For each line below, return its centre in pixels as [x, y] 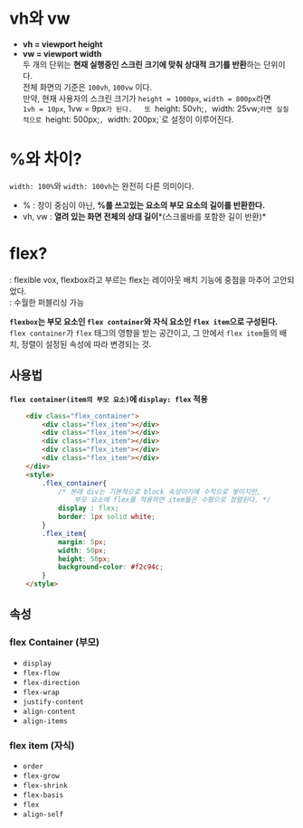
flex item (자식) [42, 745]
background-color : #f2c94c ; [111, 567]
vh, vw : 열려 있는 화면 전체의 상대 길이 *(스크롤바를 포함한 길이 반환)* [144, 216]
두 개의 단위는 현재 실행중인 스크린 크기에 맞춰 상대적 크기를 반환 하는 [142, 64]
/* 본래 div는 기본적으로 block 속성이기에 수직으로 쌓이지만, [159, 492]
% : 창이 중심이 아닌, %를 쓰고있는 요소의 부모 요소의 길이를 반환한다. [143, 205]
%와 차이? [46, 160]
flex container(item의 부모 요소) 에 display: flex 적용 [109, 399]
